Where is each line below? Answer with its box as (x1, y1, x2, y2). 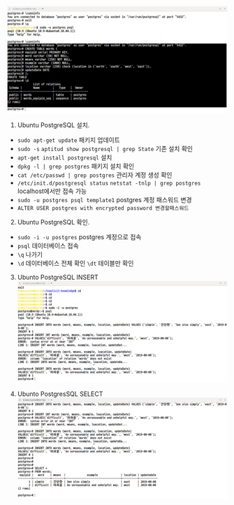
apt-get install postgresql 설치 (17, 153, 112, 162)
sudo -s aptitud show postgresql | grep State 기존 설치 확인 (17, 145, 193, 153)
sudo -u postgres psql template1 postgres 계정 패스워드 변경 (17, 196, 192, 204)
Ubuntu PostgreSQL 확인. (17, 218, 90, 227)
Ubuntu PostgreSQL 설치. (17, 121, 90, 129)
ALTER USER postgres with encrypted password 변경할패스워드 (17, 205, 189, 212)
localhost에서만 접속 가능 (17, 187, 87, 195)
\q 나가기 (17, 250, 43, 259)
